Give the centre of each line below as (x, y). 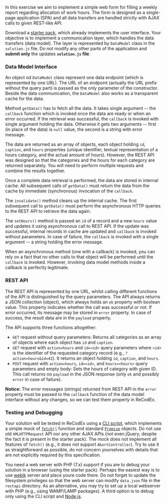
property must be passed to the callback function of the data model (75, 394)
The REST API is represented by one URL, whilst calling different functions (81, 291)
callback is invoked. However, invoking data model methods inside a (75, 262)
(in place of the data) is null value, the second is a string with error (74, 129)
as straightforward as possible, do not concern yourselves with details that (82, 449)
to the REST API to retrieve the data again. (48, 211)
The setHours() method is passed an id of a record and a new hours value (81, 221)
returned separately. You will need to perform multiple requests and (74, 166)
